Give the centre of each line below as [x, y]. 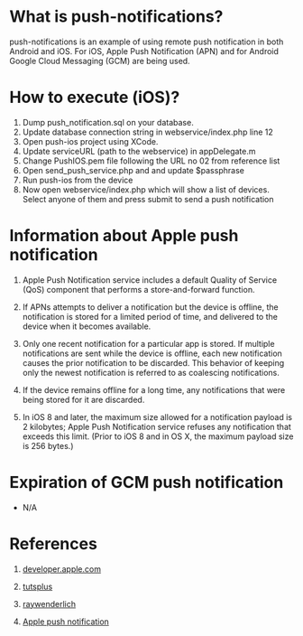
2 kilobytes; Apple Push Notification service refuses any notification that [156, 426]
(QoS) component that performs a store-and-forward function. [138, 289]
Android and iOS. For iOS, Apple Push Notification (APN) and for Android [144, 51]
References [53, 543]
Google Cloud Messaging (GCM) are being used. [100, 61]
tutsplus [37, 586]
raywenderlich [49, 603]
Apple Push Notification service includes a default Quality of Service [150, 280]
